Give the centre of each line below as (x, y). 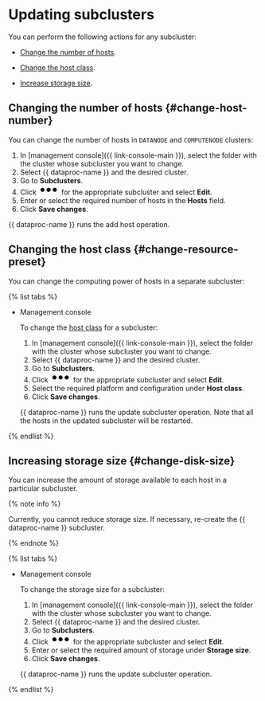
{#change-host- (206, 108)
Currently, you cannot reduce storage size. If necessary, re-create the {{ (127, 519)
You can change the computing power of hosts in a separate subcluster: (127, 281)
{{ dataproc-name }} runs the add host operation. (89, 224)
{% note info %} (35, 504)
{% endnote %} (34, 543)
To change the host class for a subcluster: (89, 327)
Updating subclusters (82, 15)
